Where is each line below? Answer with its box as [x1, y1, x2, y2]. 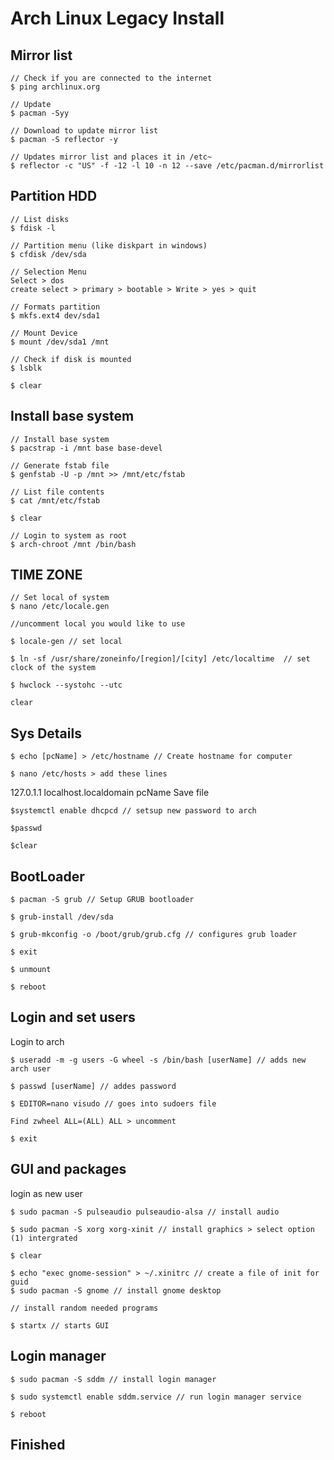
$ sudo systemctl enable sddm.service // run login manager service [10, 1392, 302, 1402]
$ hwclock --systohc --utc [10, 680, 123, 691]
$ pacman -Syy [10, 108, 70, 118]
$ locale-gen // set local [10, 637, 123, 647]
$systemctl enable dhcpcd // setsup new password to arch [10, 806, 257, 816]
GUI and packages [10, 1161, 127, 1178]
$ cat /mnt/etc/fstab [10, 495, 101, 506]
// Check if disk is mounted [10, 354, 132, 364]
